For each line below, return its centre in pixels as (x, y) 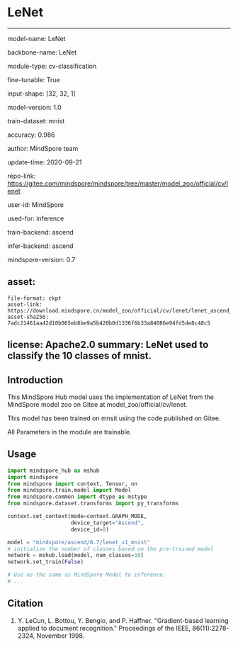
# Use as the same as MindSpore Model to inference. (87, 575)
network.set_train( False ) (45, 562)
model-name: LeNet (36, 38)
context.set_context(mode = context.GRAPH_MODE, (77, 517)
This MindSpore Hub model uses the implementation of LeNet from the (111, 397)
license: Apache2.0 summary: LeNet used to (108, 345)
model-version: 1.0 (34, 107)
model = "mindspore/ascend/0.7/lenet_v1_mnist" (79, 542)
